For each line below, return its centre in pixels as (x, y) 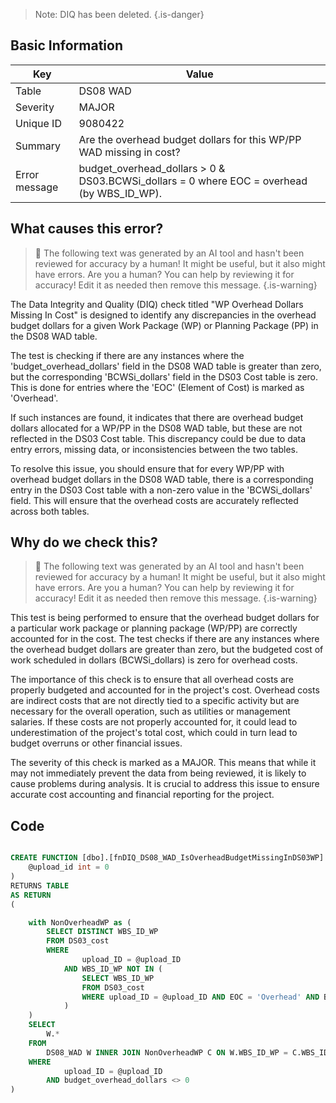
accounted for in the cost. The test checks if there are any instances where (165, 639)
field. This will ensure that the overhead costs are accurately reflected (154, 500)
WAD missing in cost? (129, 152)
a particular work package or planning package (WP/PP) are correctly (154, 628)
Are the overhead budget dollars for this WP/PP (190, 139)
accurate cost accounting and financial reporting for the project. (142, 795)
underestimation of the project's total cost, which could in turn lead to (154, 733)
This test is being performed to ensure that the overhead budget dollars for (165, 618)
